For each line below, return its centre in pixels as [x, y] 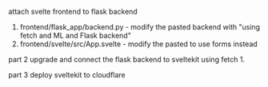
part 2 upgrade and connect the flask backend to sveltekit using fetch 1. [127, 59]
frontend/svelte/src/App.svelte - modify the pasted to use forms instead [138, 44]
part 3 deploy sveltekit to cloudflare [67, 75]
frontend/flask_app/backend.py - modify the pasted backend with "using [140, 27]
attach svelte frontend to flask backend [73, 12]
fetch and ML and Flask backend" [76, 36]
